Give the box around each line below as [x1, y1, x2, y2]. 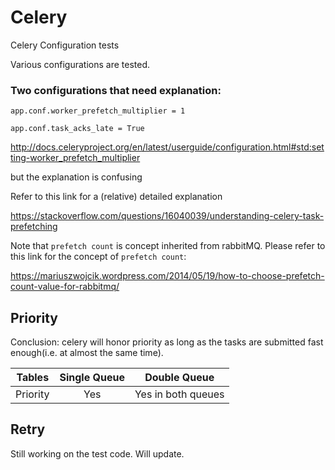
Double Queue [144, 371, 215, 385]
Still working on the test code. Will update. [10, 447, 185, 460]
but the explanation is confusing [10, 171, 143, 183]
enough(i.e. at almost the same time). [10, 347, 164, 359]
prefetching [10, 221, 58, 233]
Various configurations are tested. [10, 58, 151, 70]
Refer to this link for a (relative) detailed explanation [10, 191, 223, 203]
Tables [16, 371, 50, 385]
